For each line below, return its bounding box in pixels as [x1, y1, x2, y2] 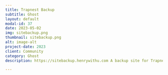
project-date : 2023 [5, 44, 46, 49]
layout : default [5, 16, 39, 21]
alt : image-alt [5, 40, 37, 45]
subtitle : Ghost [5, 12, 39, 17]
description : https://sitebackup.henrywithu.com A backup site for [5, 58, 149, 63]
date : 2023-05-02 [5, 26, 41, 31]
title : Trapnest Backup [5, 7, 55, 12]
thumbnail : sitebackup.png [5, 35, 61, 40]
